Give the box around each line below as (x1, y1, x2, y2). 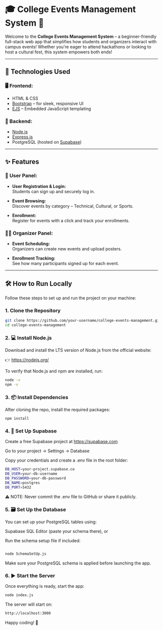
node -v (5, 378, 21, 382)
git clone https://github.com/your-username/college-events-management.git (5, 318, 162, 323)
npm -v (5, 382, 18, 387)
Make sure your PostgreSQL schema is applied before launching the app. (5, 560, 151, 566)
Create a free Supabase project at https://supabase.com (5, 439, 118, 445)
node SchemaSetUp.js (5, 551, 47, 556)
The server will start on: (5, 601, 52, 607)
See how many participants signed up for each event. (12, 260, 119, 266)
